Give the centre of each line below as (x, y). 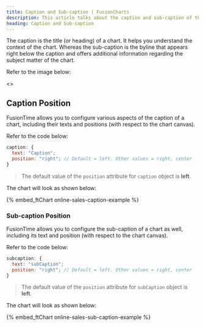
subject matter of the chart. (41, 60)
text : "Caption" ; (34, 153)
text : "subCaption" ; (38, 264)
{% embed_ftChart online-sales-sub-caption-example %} (79, 317)
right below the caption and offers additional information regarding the (95, 54)
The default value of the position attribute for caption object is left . (106, 176)
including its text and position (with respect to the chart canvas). (87, 235)
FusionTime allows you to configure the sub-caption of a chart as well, (95, 229)
